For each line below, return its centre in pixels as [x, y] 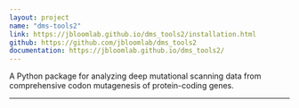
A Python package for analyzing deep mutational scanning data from [135, 76]
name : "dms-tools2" [45, 26]
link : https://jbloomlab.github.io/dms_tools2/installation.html [133, 34]
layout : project [39, 17]
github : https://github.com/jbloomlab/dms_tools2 [103, 42]
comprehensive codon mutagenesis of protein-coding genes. [121, 86]
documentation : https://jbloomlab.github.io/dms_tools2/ [117, 51]
